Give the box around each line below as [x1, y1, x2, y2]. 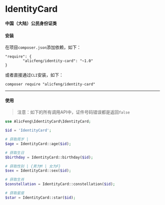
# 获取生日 [5, 150, 25, 155]
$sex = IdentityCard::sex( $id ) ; [5, 168, 71, 173]
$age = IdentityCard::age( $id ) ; [5, 141, 71, 146]
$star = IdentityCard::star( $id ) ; [5, 195, 76, 200]
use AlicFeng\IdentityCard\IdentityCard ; [5, 119, 91, 124]
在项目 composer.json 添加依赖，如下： [5, 44, 82, 50]
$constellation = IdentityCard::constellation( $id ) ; [5, 182, 115, 187]
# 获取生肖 [5, 177, 25, 182]
